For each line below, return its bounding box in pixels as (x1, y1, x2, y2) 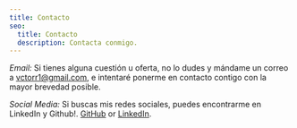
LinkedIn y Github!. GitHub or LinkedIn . (9, 108, 152, 119)
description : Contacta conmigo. (17, 38, 139, 47)
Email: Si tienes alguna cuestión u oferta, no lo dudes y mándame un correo (9, 63, 289, 73)
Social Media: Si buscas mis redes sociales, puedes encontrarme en (9, 99, 262, 110)
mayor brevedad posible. (9, 81, 101, 92)
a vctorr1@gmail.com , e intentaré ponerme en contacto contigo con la (9, 73, 267, 83)
